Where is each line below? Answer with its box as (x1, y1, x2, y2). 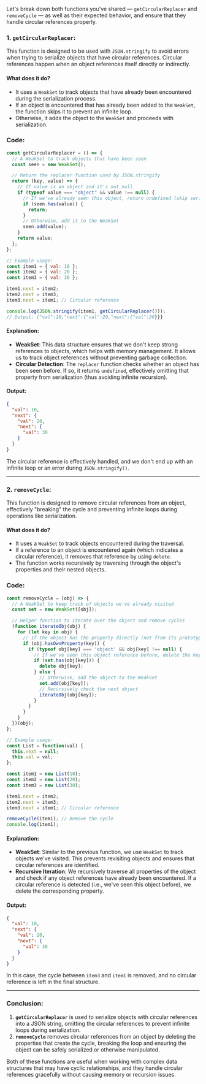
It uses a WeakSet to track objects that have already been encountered (15, 88, 192, 96)
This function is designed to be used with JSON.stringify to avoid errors (6, 47, 189, 55)
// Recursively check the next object (39, 686, 139, 692)
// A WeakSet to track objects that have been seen (12, 156, 147, 162)
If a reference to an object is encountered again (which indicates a (15, 546, 183, 554)
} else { (33, 669, 56, 675)
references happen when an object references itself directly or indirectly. (6, 61, 191, 68)
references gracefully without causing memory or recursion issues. (6, 1071, 176, 1078)
